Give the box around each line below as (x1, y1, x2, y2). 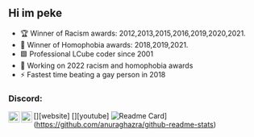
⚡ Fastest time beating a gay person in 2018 (19, 69, 166, 79)
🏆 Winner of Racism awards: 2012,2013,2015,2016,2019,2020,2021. (19, 28, 246, 38)
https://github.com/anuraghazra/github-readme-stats (35, 120, 214, 130)
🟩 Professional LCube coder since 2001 (19, 48, 154, 59)
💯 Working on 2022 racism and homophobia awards (19, 60, 194, 70)
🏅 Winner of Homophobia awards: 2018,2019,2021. (19, 39, 189, 49)
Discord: (8, 93, 43, 104)
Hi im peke (8, 6, 63, 20)
